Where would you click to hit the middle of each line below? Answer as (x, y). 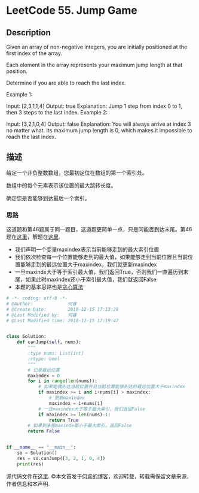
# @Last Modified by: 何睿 (42, 315)
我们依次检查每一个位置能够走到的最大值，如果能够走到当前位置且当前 (101, 257)
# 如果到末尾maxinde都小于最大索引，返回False (80, 426)
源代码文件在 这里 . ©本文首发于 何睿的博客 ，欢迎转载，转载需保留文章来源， (99, 476)
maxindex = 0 (44, 376)
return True (64, 420)
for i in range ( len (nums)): (62, 381)
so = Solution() (37, 453)
